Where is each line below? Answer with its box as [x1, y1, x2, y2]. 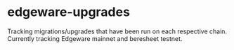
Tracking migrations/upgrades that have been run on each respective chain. [7, 27, 227, 35]
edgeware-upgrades [7, 4, 130, 20]
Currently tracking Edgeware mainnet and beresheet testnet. [7, 34, 183, 42]
